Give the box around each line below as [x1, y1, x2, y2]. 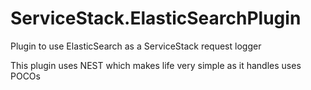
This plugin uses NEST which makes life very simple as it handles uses [10, 59, 302, 71]
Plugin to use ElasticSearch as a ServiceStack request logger [10, 40, 262, 52]
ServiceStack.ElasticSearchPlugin [10, 7, 302, 30]
